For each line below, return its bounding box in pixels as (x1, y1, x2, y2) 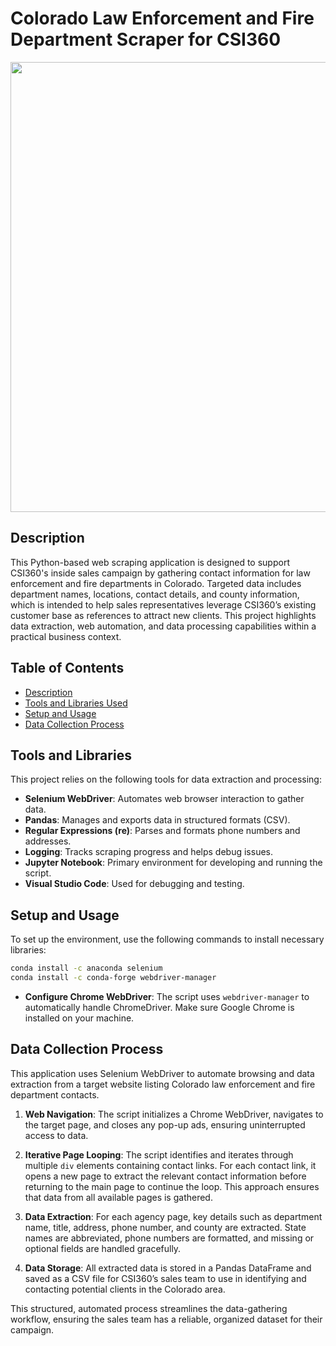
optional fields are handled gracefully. (24, 1242, 182, 1254)
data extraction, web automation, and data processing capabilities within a (10, 620, 317, 632)
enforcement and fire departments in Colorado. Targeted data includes (10, 577, 302, 589)
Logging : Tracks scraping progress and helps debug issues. (24, 846, 274, 858)
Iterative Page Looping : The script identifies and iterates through (24, 1148, 294, 1161)
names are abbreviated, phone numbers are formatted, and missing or (24, 1232, 315, 1244)
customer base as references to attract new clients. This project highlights (10, 609, 317, 621)
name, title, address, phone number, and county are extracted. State (24, 1221, 307, 1233)
